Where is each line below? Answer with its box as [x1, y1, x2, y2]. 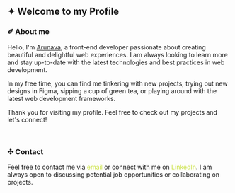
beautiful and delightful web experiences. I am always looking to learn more [7, 50, 228, 59]
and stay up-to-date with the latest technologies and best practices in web [7, 58, 225, 66]
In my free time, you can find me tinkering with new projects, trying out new [7, 79, 228, 88]
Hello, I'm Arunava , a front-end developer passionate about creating [7, 42, 207, 52]
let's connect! [7, 115, 47, 124]
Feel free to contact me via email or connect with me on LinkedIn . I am [7, 163, 212, 171]
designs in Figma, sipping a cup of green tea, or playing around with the [7, 86, 217, 95]
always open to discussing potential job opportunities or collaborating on [7, 170, 220, 179]
